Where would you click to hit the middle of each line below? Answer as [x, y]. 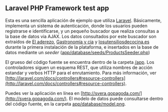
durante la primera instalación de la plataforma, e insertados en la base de [82, 47]
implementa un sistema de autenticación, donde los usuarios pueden [76, 26]
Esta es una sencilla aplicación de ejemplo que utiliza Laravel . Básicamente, [83, 20]
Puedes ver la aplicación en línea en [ [44, 93]
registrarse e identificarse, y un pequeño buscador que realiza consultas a [82, 31]
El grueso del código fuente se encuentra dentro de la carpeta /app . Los [80, 62]
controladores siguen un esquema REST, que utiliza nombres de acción [79, 67]
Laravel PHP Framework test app [57, 8]
